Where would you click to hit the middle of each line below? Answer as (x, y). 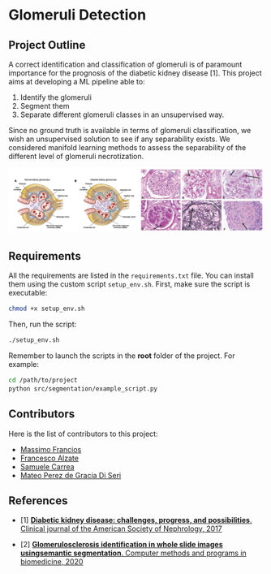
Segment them (45, 106)
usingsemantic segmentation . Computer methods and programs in (133, 553)
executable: (28, 293)
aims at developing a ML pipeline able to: (77, 82)
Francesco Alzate (49, 458)
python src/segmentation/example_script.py (83, 388)
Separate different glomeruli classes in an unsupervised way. (122, 114)
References (38, 501)
